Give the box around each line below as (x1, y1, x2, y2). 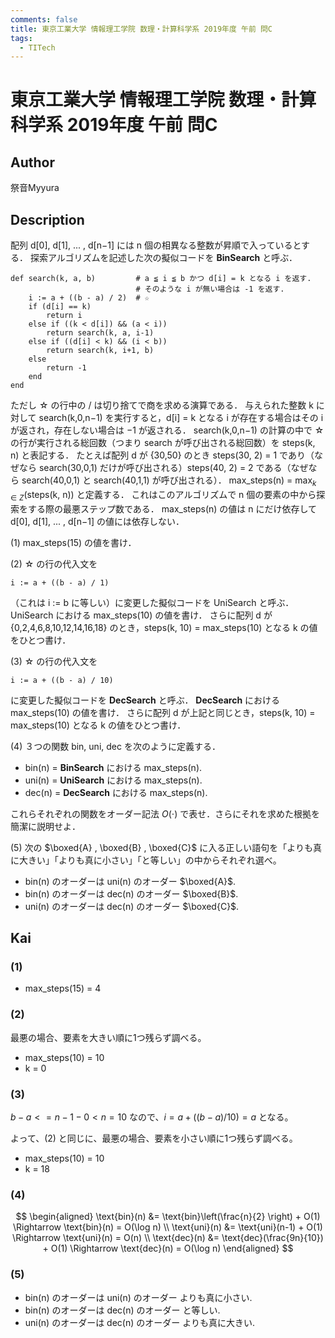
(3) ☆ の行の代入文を (10, 655, 98, 667)
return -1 (46, 363, 87, 373)
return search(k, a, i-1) (46, 328, 155, 338)
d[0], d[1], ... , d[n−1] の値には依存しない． (10, 515, 185, 527)
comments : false (10, 14, 78, 25)
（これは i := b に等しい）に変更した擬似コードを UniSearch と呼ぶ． (10, 596, 295, 608)
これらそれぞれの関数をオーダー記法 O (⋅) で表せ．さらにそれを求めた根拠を (10, 807, 320, 820)
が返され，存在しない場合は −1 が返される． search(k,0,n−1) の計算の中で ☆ (10, 424, 325, 436)
